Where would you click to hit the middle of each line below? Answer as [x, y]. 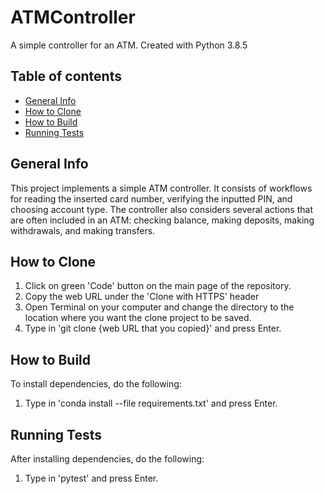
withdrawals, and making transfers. [83, 230]
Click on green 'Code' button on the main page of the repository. [158, 286]
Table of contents [66, 76]
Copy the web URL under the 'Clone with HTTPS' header [142, 297]
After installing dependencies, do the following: [107, 459]
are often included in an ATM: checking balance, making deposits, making [162, 220]
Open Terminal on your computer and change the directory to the [159, 307]
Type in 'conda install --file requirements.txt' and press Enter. [151, 403]
